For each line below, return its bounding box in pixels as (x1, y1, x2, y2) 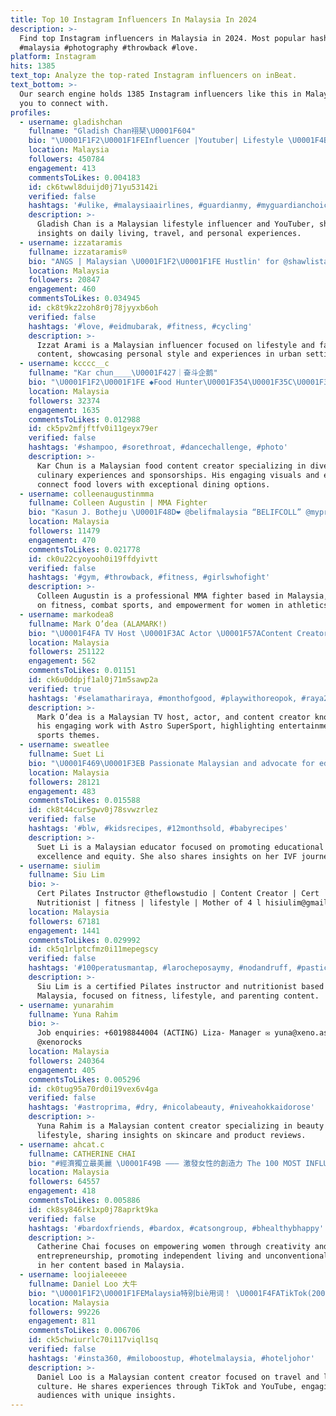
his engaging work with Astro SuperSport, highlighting (36, 721, 275, 731)
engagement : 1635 (28, 405, 101, 415)
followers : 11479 (28, 526, 101, 536)
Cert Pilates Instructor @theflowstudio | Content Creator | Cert (36, 889, 320, 899)
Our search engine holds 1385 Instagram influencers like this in (19, 89, 302, 99)
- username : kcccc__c (19, 359, 110, 369)
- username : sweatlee (19, 740, 110, 750)
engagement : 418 (28, 1186, 97, 1196)
